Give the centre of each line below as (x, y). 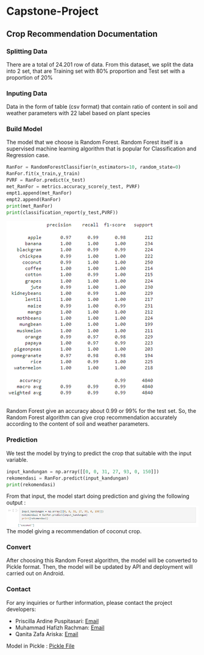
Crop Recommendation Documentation (82, 34)
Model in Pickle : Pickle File (40, 646)
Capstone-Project (52, 11)
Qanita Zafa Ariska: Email (47, 634)
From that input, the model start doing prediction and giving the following (98, 496)
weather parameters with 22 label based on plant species (78, 113)
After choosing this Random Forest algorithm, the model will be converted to (102, 560)
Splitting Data (27, 51)
